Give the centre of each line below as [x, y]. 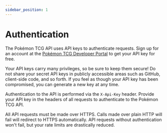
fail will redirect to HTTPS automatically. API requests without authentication [83, 120]
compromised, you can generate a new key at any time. [62, 84]
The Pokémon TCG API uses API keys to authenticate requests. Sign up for [82, 48]
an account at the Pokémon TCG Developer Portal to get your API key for [80, 53]
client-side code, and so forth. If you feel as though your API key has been [82, 79]
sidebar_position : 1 [27, 10]
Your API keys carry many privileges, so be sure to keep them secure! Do [80, 68]
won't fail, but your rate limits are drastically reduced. [60, 125]
